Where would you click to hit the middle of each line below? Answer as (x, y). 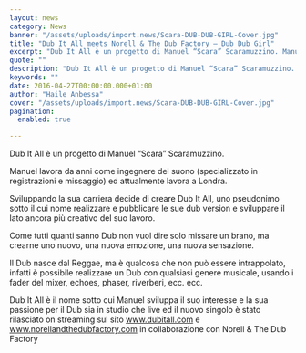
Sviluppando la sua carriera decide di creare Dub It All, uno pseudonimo (144, 199)
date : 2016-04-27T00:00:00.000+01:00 (81, 86)
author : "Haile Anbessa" (56, 94)
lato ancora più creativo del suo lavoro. (82, 218)
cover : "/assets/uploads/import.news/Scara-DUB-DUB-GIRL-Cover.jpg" (142, 103)
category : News (38, 26)
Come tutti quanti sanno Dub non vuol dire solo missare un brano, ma (139, 236)
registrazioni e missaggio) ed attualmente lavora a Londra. (118, 181)
